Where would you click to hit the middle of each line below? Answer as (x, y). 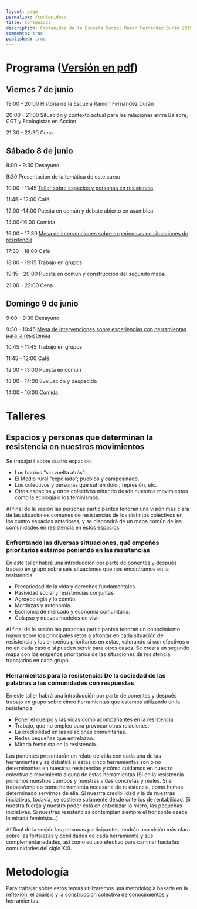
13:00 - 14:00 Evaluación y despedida (52, 381)
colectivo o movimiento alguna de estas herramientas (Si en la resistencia (95, 775)
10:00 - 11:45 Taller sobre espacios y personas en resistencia (80, 188)
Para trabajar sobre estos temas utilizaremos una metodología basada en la (97, 888)
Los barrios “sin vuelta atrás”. (50, 472)
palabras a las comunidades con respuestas (70, 683)
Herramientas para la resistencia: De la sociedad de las (86, 675)
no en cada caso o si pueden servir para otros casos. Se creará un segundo (98, 648)
